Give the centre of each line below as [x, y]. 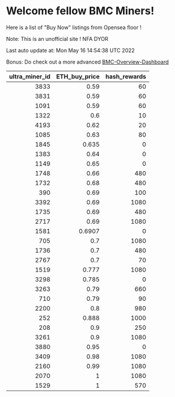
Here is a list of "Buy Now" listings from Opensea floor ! [74, 27]
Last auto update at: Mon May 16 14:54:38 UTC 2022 [70, 50]
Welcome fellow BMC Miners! [80, 11]
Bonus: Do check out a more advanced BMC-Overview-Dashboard [87, 62]
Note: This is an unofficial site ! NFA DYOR [57, 39]
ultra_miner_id [30, 77]
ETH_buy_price [78, 77]
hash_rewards [126, 77]
